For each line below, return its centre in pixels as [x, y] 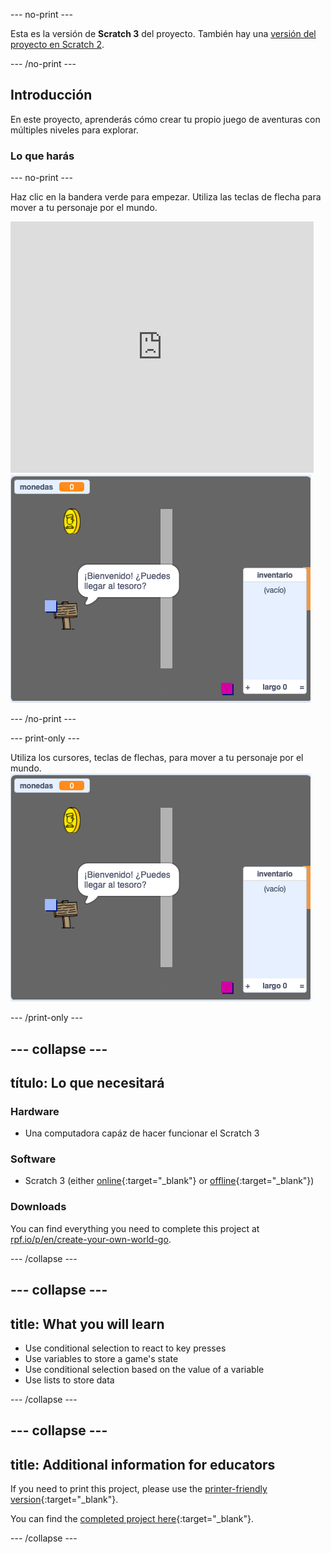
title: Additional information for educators [143, 1464]
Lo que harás [42, 156]
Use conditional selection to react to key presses [125, 1348]
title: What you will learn [87, 1324]
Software [33, 1159]
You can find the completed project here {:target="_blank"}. [132, 1519]
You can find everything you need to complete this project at [135, 1228]
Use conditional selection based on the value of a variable [144, 1369]
